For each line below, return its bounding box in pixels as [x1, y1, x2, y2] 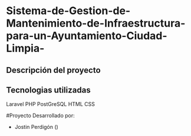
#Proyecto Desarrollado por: [6, 112, 75, 119]
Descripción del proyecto [6, 65, 101, 75]
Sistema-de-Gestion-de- [6, 4, 131, 18]
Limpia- [6, 42, 45, 55]
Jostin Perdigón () [14, 124, 59, 131]
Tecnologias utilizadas [6, 85, 91, 95]
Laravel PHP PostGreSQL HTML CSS [6, 101, 95, 108]
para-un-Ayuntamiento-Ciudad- [6, 29, 167, 42]
